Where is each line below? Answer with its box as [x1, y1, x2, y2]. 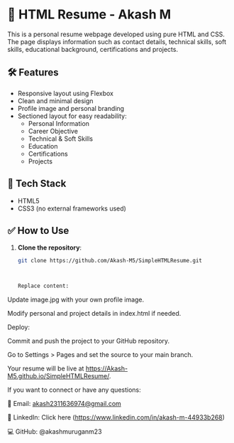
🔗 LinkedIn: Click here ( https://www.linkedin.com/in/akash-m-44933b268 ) [7, 413, 225, 422]
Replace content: [17, 282, 69, 290]
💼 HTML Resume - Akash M [7, 6, 172, 23]
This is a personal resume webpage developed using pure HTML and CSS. [7, 30, 225, 38]
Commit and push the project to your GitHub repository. [7, 337, 170, 346]
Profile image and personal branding [17, 104, 125, 112]
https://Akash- [85, 364, 128, 373]
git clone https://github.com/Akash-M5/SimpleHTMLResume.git [17, 257, 203, 265]
